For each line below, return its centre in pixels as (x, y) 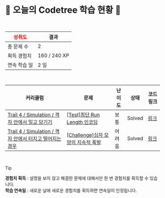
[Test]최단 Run (83, 114)
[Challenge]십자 (85, 135)
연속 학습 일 (20, 65)
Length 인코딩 (82, 122)
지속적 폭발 (89, 142)
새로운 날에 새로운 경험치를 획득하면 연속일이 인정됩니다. (83, 190)
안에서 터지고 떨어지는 (37, 139)
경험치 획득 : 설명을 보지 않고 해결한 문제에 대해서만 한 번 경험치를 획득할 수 (77, 178)
